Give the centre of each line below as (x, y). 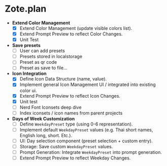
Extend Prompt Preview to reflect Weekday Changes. (75, 158)
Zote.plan (26, 9)
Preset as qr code (38, 62)
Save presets (26, 46)
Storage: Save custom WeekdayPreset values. (66, 146)
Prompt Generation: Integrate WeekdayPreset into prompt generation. (91, 152)
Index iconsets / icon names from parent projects (71, 113)
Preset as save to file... (43, 68)
